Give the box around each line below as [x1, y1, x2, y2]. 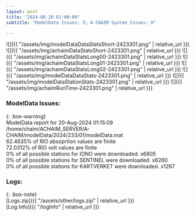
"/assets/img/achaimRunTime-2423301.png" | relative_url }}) [6, 85, 153, 92]
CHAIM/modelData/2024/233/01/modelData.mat [6, 131, 123, 138]
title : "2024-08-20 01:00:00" [6, 14, 80, 20]
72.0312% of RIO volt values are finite [6, 144, 97, 151]
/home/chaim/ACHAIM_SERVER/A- [6, 125, 90, 132]
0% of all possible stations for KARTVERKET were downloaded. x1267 [6, 162, 175, 170]
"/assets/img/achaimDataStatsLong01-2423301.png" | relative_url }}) [14, 59, 180, 67]
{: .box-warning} [6, 112, 46, 119]
